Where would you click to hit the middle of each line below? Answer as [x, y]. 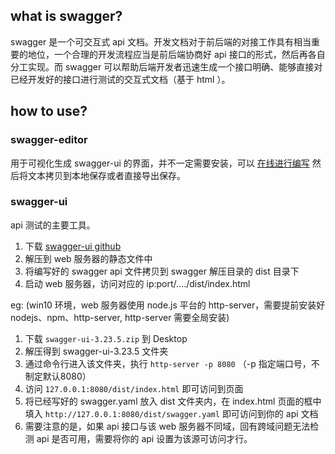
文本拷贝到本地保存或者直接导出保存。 [106, 175]
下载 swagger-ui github [73, 246]
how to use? [49, 111]
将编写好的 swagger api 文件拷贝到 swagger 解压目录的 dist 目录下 [162, 271]
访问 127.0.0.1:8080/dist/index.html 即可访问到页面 [134, 388]
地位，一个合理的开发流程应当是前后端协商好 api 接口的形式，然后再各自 [176, 54]
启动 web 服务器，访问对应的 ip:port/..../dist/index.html [137, 283]
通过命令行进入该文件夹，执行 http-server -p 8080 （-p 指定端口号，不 [172, 363]
